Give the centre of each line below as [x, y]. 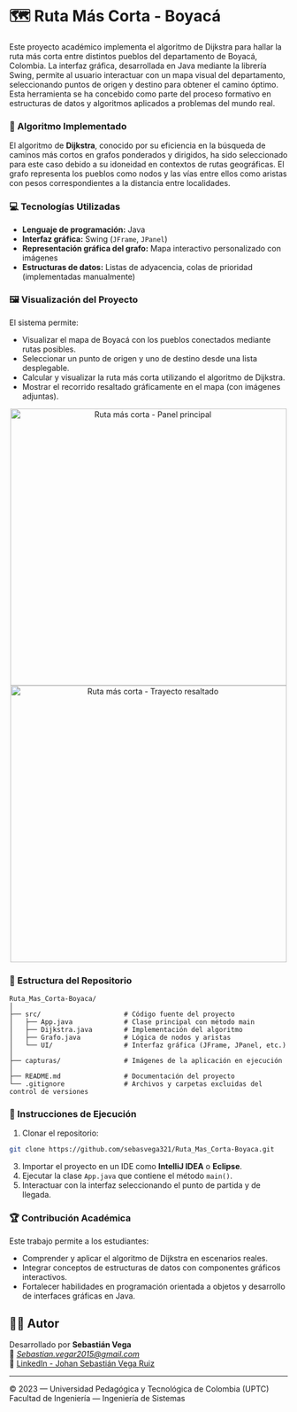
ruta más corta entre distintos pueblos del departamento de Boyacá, [133, 56]
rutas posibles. [49, 349]
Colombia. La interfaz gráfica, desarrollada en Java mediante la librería [138, 66]
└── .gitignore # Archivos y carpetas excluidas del [136, 1084]
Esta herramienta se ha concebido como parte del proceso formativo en [140, 94]
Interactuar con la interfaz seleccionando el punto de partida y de [141, 1185]
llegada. [36, 1195]
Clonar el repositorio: [60, 1133]
